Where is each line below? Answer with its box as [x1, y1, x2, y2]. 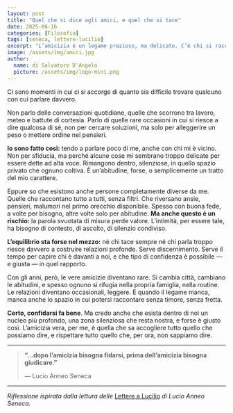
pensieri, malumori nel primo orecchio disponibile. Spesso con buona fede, [7, 202, 222, 210]
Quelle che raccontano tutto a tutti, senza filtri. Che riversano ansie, [7, 194, 200, 202]
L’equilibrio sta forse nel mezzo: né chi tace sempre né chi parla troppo [7, 237, 214, 245]
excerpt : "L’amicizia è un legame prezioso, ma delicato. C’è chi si [7, 42, 213, 49]
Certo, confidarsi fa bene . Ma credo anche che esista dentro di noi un [7, 309, 208, 317]
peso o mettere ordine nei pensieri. [7, 130, 107, 139]
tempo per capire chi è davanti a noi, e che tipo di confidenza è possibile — [7, 252, 223, 261]
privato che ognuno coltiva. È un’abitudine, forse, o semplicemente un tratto [7, 166, 224, 175]
